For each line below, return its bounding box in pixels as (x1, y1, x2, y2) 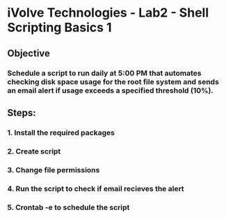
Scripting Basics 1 (7, 19, 113, 35)
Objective (7, 47, 51, 59)
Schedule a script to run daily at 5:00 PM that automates (7, 68, 202, 78)
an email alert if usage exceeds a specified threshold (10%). (7, 86, 214, 95)
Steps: (7, 106, 36, 119)
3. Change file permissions (7, 165, 100, 175)
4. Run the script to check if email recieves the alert (7, 184, 184, 193)
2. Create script (7, 146, 61, 156)
